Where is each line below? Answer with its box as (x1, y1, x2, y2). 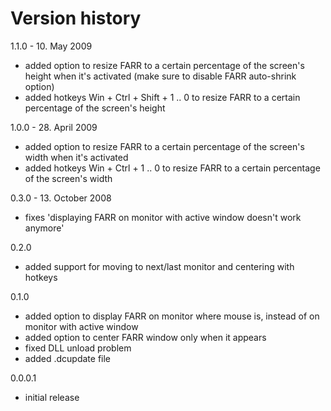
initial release (24, 391, 80, 403)
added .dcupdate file (24, 352, 112, 364)
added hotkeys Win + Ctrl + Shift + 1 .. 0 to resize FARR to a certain (24, 91, 301, 103)
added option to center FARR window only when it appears (24, 331, 267, 343)
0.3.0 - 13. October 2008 (10, 192, 112, 204)
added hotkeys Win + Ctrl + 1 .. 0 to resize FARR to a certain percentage (24, 162, 321, 174)
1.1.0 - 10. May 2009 (10, 40, 93, 52)
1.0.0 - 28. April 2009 (10, 121, 98, 133)
